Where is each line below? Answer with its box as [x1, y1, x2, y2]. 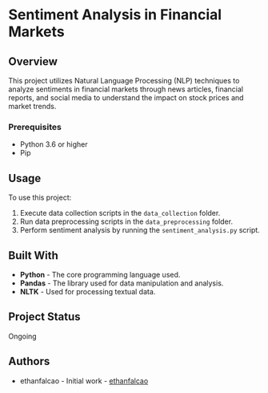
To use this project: [8, 192, 72, 202]
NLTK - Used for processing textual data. [19, 286, 156, 296]
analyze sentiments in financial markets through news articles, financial [8, 84, 244, 94]
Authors [8, 355, 50, 368]
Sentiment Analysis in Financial [8, 6, 222, 24]
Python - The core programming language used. [19, 269, 181, 279]
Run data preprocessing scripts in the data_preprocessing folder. [19, 217, 234, 226]
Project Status [8, 310, 82, 324]
